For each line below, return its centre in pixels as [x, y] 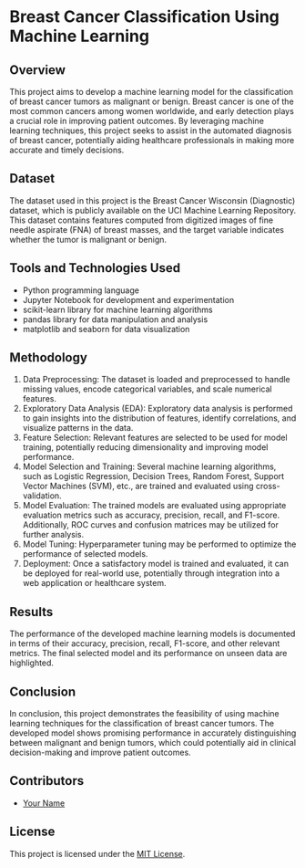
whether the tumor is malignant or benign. [88, 239]
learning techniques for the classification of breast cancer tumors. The [142, 724]
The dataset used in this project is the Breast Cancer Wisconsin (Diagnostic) [152, 200]
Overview [38, 70]
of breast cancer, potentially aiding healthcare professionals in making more [152, 140]
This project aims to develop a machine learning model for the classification [152, 92]
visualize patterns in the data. [78, 428]
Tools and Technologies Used [95, 268]
